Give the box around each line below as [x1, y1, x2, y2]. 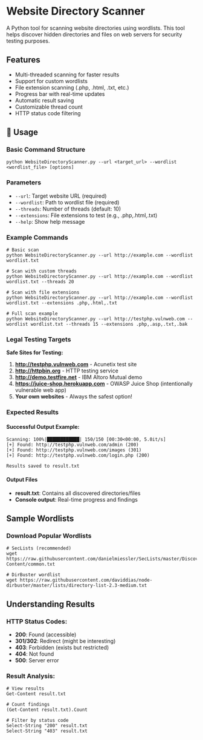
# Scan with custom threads [6, 268, 77, 274]
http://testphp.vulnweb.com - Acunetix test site [14, 361, 137, 368]
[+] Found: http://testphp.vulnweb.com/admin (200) [6, 442, 139, 448]
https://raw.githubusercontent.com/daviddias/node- [19, 577, 153, 584]
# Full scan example [6, 311, 59, 317]
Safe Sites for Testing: [6, 349, 63, 356]
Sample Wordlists [6, 514, 74, 524]
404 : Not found [14, 650, 54, 658]
